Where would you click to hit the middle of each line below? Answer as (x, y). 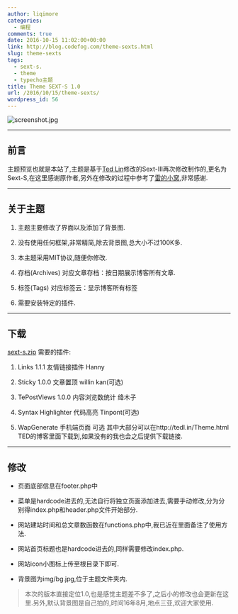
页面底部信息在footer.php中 (57, 486)
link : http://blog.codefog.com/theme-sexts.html (80, 47)
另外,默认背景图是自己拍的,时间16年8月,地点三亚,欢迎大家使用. (123, 603)
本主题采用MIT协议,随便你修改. (62, 257)
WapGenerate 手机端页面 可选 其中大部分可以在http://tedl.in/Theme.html (123, 428)
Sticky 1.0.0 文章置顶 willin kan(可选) (70, 382)
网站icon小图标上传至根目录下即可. (68, 564)
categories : (25, 21)
